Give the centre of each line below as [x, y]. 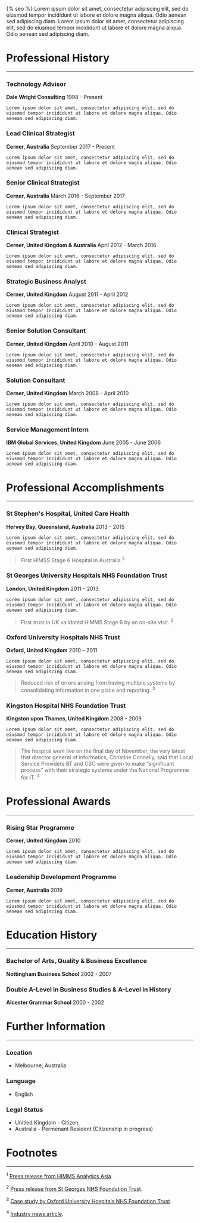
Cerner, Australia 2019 [35, 890]
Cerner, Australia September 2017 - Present [60, 146]
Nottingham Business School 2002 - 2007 [59, 974]
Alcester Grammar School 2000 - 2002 [55, 1003]
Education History [52, 935]
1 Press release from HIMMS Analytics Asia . [60, 1175]
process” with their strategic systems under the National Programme [105, 770]
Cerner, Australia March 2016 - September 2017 [65, 196]
